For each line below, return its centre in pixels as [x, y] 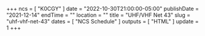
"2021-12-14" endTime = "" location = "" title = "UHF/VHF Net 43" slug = [99, 15]
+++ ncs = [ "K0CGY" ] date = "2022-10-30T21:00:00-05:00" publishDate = [103, 9]
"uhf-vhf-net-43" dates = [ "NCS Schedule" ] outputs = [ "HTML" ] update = [102, 21]
